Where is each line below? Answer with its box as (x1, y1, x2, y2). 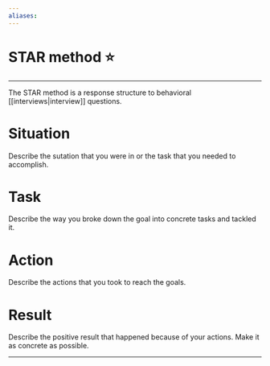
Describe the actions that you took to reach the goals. (8, 278, 186, 287)
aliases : (8, 11, 38, 20)
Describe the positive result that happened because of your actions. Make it (8, 332, 260, 342)
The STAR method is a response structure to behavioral (8, 88, 191, 97)
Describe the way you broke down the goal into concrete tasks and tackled (8, 214, 257, 224)
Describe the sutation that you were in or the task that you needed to (8, 150, 236, 161)
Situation (8, 124, 71, 142)
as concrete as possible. (8, 341, 90, 351)
